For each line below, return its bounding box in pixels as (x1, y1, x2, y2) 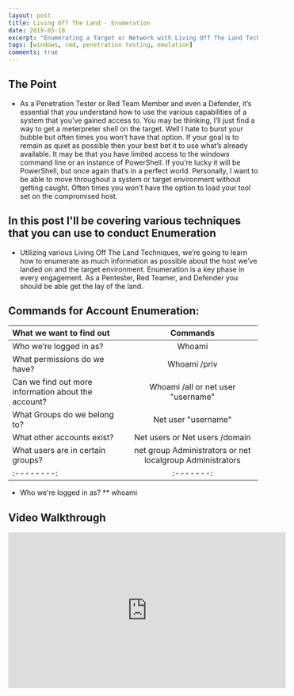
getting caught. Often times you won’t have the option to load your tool (19, 183, 251, 192)
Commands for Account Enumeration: (8, 304, 200, 318)
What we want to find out (12, 328, 110, 339)
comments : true (8, 48, 59, 56)
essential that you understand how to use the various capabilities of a (19, 107, 247, 116)
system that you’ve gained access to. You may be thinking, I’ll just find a (19, 116, 255, 125)
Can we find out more (12, 377, 93, 388)
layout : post (8, 11, 52, 20)
